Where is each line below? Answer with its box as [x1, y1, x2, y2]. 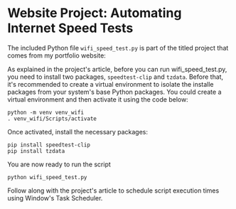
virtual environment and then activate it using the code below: [7, 95, 188, 104]
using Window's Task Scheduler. [7, 193, 103, 202]
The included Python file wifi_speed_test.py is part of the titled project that [7, 43, 229, 52]
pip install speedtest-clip [7, 141, 91, 149]
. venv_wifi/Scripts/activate [7, 115, 97, 122]
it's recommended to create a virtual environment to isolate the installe [7, 80, 215, 88]
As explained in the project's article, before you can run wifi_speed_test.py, [7, 65, 227, 73]
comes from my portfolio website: [7, 51, 107, 60]
